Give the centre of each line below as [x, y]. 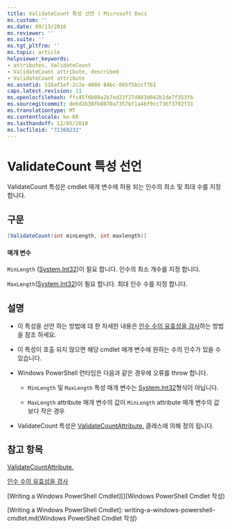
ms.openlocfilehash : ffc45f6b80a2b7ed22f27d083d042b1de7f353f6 [100, 98]
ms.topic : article [34, 53]
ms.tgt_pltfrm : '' [34, 46]
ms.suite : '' [26, 40]
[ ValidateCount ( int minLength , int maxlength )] [77, 236]
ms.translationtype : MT [42, 110]
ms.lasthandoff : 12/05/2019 [48, 123]
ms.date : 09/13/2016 [37, 26]
